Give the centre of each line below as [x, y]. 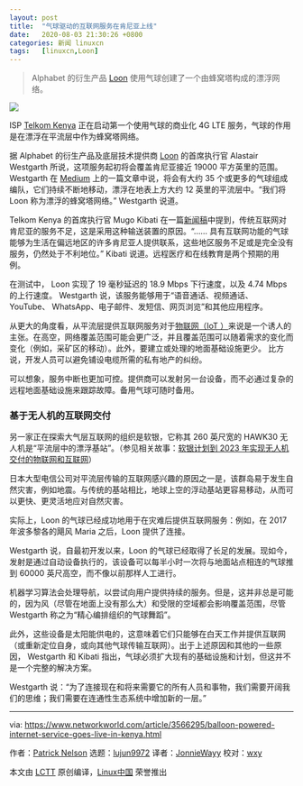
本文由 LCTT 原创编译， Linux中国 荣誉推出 [88, 772]
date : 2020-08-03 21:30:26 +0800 [76, 34]
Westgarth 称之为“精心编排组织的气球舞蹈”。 [92, 615]
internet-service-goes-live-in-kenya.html [86, 735]
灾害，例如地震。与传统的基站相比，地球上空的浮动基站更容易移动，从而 [151, 490]
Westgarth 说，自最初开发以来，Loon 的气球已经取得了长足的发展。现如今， [151, 551]
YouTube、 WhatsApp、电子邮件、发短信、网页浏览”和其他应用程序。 [139, 306]
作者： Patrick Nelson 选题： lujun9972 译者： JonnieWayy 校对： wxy [136, 753]
